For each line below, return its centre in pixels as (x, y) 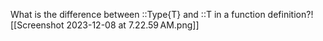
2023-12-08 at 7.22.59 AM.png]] (133, 25)
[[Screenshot (37, 25)
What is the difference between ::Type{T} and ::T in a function (138, 14)
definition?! (290, 14)
